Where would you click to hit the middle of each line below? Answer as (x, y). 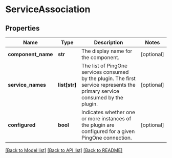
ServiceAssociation (48, 9)
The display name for (107, 51)
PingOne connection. (106, 138)
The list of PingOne (104, 66)
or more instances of (106, 118)
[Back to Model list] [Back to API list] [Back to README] (64, 150)
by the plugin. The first (108, 78)
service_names (27, 85)
